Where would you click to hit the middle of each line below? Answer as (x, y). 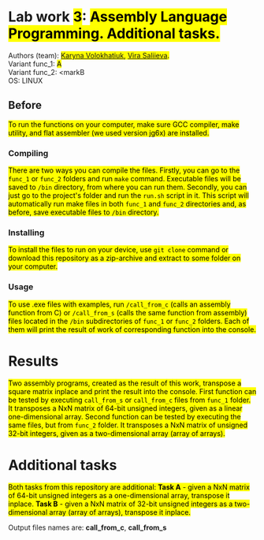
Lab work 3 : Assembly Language (118, 17)
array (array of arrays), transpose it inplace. (120, 512)
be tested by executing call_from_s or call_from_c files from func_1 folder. (130, 400)
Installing (26, 233)
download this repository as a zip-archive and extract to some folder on (125, 258)
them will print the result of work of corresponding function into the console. (132, 329)
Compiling (28, 153)
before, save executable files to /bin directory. (84, 212)
